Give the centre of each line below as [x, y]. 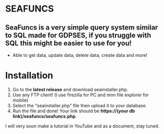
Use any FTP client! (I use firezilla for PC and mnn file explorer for [80, 95]
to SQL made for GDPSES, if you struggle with [78, 35]
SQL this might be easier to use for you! [69, 43]
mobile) [20, 100]
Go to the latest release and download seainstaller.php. [70, 89]
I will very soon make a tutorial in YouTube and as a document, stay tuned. [83, 126]
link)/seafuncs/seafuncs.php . [45, 116]
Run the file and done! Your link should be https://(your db [74, 111]
